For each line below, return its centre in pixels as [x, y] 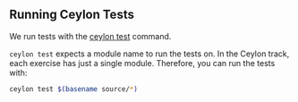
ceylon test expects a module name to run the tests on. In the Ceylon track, [149, 54]
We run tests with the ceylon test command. [90, 36]
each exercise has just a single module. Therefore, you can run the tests [142, 63]
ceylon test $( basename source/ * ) [74, 89]
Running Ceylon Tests [72, 15]
